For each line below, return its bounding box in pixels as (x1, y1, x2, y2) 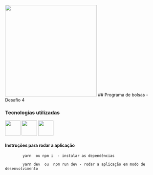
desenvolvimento (5, 166, 38, 171)
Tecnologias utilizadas (5, 109, 60, 116)
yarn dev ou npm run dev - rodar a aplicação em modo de (22, 162, 146, 167)
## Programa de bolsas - (97, 92, 148, 97)
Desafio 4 (5, 97, 25, 103)
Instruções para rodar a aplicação (5, 142, 75, 148)
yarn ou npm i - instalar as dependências (22, 153, 115, 158)
